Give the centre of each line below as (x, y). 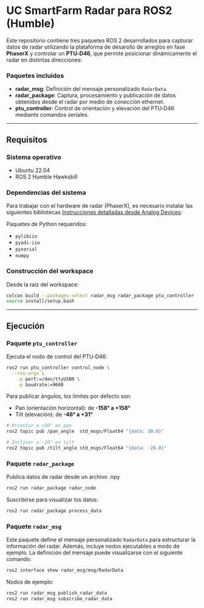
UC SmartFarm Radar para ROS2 (89, 11)
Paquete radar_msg (34, 526)
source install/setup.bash (40, 301)
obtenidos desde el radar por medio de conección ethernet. (90, 102)
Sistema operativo (34, 157)
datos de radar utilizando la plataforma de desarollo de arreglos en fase (96, 47)
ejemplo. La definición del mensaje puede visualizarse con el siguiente (95, 553)
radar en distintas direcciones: (44, 60)
